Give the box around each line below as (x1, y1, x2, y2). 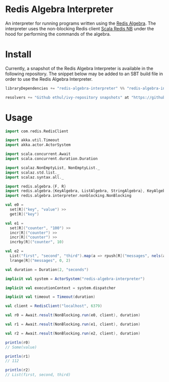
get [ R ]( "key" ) (10, 211, 39, 216)
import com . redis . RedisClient (5, 129, 69, 134)
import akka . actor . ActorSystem (5, 142, 71, 147)
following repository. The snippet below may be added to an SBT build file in (5, 71, 163, 77)
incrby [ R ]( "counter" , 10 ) (10, 240, 64, 245)
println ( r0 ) (5, 340, 30, 345)
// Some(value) (5, 345, 37, 350)
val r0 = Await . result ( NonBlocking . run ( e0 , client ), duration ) (5, 313, 141, 318)
